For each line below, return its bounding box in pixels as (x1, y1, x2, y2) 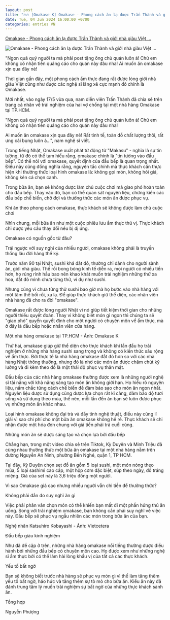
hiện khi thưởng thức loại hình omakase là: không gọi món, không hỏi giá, (5, 169, 158, 175)
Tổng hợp (5, 599, 25, 605)
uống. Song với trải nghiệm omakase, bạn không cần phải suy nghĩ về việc (5, 508, 161, 514)
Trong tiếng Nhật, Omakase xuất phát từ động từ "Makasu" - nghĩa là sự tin (5, 148, 162, 154)
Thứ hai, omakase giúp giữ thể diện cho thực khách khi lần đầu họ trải (5, 343, 151, 349)
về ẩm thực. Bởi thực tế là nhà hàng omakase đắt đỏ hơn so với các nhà (5, 354, 155, 360)
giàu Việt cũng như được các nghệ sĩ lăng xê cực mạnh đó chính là (5, 81, 145, 87)
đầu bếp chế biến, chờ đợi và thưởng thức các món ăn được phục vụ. (5, 195, 150, 201)
